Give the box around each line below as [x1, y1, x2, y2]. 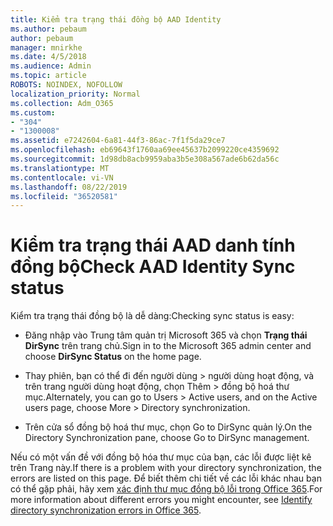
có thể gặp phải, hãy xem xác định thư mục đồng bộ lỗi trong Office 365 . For [10, 483, 323, 495]
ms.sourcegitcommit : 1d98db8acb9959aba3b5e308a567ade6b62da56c [10, 154, 280, 164]
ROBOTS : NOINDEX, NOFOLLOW [10, 80, 123, 90]
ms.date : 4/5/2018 [10, 52, 87, 62]
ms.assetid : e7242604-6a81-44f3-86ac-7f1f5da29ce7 [10, 136, 226, 146]
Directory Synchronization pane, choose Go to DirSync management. [24, 432, 310, 444]
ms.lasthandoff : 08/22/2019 [10, 182, 128, 192]
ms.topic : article [10, 71, 87, 81]
